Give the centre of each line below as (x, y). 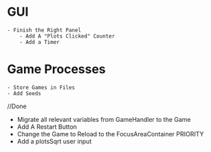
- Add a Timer (40, 42)
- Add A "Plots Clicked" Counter (67, 36)
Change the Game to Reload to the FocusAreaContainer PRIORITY (110, 134)
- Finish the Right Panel (44, 30)
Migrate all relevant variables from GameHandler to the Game (104, 119)
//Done (17, 106)
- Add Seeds (24, 93)
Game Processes (57, 69)
